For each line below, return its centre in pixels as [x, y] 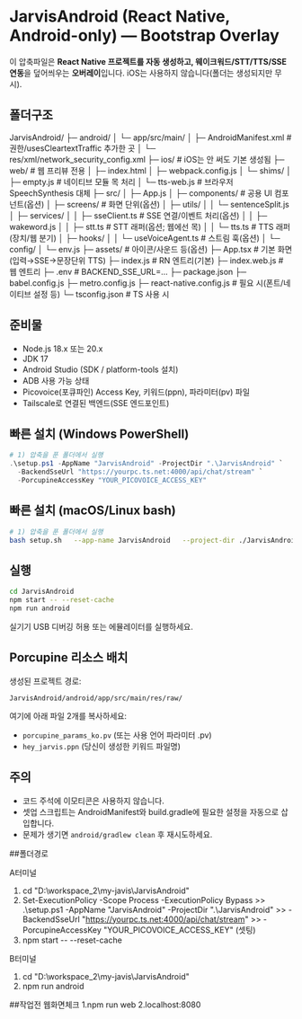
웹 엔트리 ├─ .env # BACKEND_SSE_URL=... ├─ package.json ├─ [128, 271]
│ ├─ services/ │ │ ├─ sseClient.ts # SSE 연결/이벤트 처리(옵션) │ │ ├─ [138, 215]
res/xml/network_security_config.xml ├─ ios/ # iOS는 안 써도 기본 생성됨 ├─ [147, 159]
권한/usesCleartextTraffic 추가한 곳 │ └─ [83, 148]
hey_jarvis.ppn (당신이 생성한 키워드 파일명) [102, 746]
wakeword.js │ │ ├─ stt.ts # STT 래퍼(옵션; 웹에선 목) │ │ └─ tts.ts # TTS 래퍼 [150, 226]
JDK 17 [35, 359]
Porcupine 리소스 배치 [69, 658]
